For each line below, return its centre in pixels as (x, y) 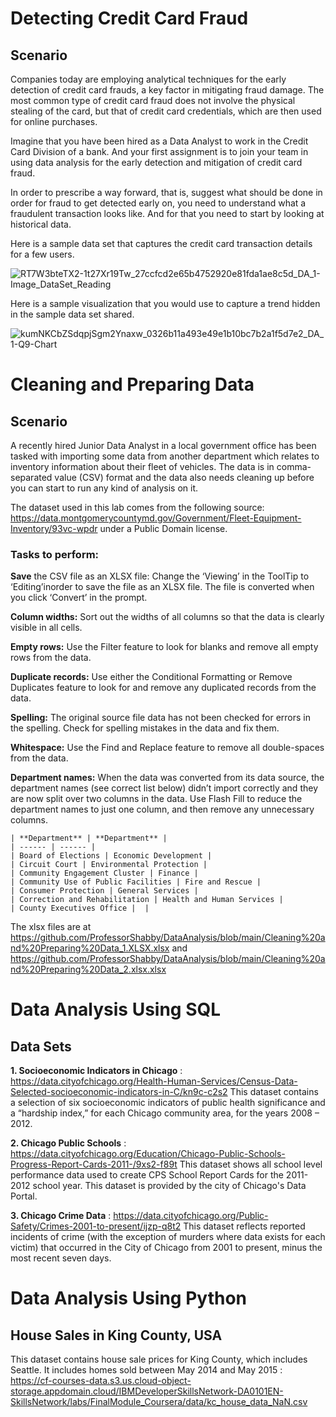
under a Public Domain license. (163, 528)
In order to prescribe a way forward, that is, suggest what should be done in (166, 192)
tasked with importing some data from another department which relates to (165, 456)
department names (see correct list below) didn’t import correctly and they (164, 788)
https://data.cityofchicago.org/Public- (191, 1216)
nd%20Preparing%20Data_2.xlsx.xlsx (88, 969)
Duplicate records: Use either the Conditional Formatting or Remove (151, 677)
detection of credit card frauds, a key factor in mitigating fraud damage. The (167, 90)
